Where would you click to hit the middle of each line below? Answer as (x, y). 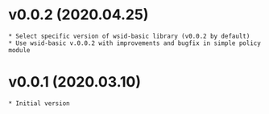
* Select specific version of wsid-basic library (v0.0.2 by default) (129, 36)
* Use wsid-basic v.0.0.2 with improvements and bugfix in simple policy (135, 43)
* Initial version (39, 103)
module (19, 50)
